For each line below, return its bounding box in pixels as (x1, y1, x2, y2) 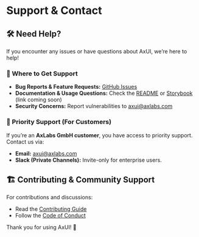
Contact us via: (6, 138, 44, 145)
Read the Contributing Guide (15, 205, 87, 213)
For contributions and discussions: (6, 194, 93, 201)
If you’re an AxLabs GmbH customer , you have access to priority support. (6, 131, 193, 139)
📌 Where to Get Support (6, 69, 78, 78)
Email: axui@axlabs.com (15, 149, 77, 157)
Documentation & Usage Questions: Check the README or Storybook (15, 89, 193, 97)
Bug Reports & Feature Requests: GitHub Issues (15, 83, 138, 91)
